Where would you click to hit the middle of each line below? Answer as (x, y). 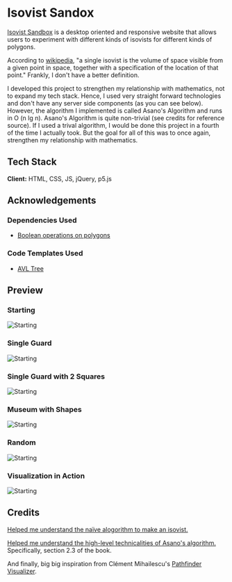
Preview (25, 291)
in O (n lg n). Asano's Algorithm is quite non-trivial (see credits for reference (116, 118)
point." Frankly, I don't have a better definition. (74, 75)
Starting (22, 310)
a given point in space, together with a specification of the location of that (113, 67)
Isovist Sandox (51, 13)
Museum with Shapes (44, 409)
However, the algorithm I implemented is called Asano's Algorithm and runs (115, 110)
